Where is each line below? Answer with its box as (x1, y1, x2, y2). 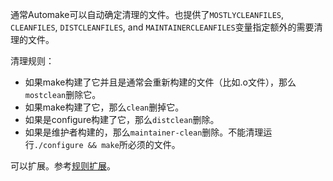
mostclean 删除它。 (24, 89, 102, 100)
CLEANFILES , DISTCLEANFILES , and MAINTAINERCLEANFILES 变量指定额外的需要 (10, 21, 315, 33)
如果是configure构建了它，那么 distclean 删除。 (24, 114, 220, 125)
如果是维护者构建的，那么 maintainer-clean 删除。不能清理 (24, 126, 264, 138)
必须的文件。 (127, 139, 181, 150)
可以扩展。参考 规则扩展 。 (10, 160, 116, 172)
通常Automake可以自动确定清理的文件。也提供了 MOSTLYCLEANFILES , (10, 9, 285, 20)
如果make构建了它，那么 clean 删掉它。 (24, 101, 185, 113)
